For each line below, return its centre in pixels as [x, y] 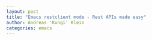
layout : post [23, 11]
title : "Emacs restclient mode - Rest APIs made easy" [76, 17]
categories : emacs [29, 28]
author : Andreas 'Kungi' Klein [45, 22]
